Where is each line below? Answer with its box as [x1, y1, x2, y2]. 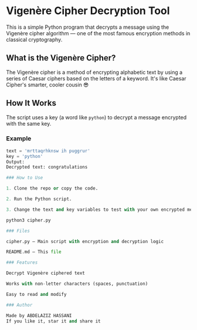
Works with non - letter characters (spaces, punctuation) [6, 281, 148, 287]
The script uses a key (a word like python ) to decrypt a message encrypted [6, 113, 187, 121]
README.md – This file [6, 249, 62, 255]
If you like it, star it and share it [6, 318, 101, 324]
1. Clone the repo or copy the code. [6, 186, 98, 191]
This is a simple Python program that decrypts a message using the [6, 23, 169, 31]
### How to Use [6, 175, 43, 181]
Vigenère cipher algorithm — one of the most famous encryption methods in [6, 29, 191, 36]
